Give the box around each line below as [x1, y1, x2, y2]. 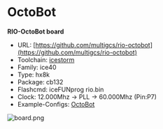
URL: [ [17, 40, 36, 49]
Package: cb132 [17, 77, 64, 86]
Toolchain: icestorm [17, 55, 75, 63]
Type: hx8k [17, 70, 50, 79]
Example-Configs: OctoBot [17, 100, 95, 108]
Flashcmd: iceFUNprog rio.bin [17, 85, 104, 93]
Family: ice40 [17, 63, 57, 71]
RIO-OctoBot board [7, 27, 64, 36]
